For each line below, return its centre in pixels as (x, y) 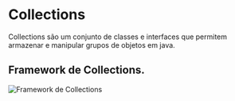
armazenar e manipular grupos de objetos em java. (92, 45)
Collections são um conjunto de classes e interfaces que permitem (118, 37)
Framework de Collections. (76, 70)
